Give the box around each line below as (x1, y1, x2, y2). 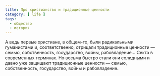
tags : (5, 16, 16, 21)
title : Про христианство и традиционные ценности (5, 7, 110, 12)
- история (9, 26, 30, 31)
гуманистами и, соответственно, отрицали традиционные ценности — (5, 44, 155, 50)
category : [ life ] (5, 12, 46, 17)
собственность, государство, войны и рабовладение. (5, 65, 119, 72)
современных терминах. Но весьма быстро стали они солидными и (5, 55, 150, 61)
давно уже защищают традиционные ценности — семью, (5, 60, 127, 66)
